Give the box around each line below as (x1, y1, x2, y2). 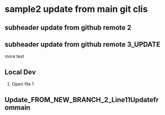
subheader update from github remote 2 (4, 23, 132, 32)
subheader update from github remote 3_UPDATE (4, 40, 161, 48)
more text (4, 53, 24, 59)
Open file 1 (11, 81, 34, 87)
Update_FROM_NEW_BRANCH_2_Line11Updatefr (4, 96, 159, 104)
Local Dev (4, 68, 36, 76)
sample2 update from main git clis (4, 3, 148, 15)
